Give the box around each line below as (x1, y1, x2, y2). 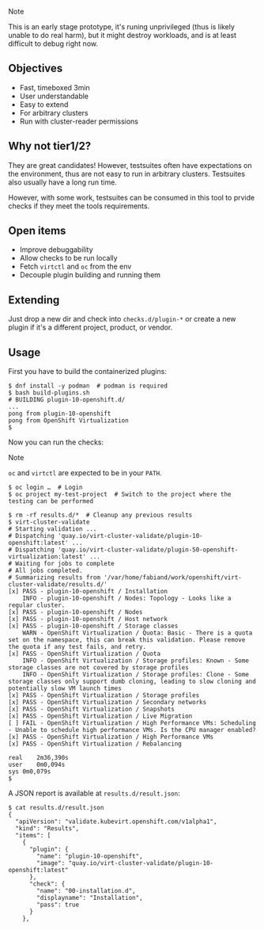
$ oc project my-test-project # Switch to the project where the (8, 490, 232, 498)
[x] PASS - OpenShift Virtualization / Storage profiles (8, 692, 200, 699)
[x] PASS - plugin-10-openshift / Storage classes (8, 622, 179, 631)
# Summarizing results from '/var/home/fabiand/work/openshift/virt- (8, 574, 243, 581)
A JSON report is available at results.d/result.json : (8, 788, 180, 799)
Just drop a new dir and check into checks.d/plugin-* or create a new (8, 314, 236, 324)
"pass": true (36, 901, 80, 909)
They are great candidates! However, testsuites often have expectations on (8, 160, 253, 170)
